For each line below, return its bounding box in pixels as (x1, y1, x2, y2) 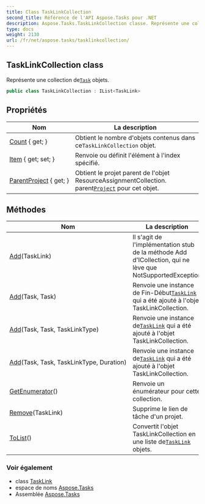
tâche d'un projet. (132, 412, 184, 421)
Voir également (6, 464, 53, 472)
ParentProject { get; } (9, 176, 70, 184)
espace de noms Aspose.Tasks (15, 484, 94, 491)
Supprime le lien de (132, 404, 188, 413)
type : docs (6, 26, 34, 32)
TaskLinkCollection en (132, 430, 196, 439)
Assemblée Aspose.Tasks (15, 490, 81, 498)
